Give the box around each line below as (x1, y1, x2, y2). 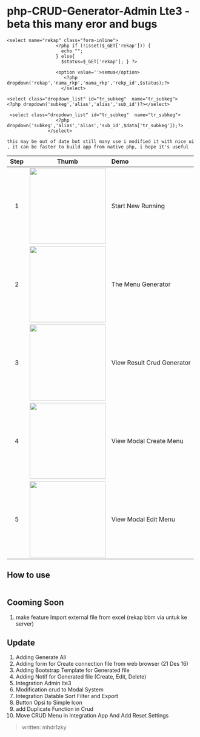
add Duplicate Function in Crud (15, 705, 93, 713)
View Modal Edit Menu (111, 515, 175, 523)
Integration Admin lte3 (15, 680, 72, 687)
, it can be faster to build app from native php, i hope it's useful (7, 144, 189, 150)
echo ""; (61, 47, 84, 54)
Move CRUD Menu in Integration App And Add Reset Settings (15, 712, 169, 719)
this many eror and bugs (32, 17, 158, 31)
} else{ (55, 53, 75, 59)
